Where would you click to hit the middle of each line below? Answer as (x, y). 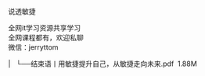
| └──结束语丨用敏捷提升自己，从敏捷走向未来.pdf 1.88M (102, 64)
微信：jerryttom (33, 47)
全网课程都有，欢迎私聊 (46, 38)
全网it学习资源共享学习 (44, 28)
